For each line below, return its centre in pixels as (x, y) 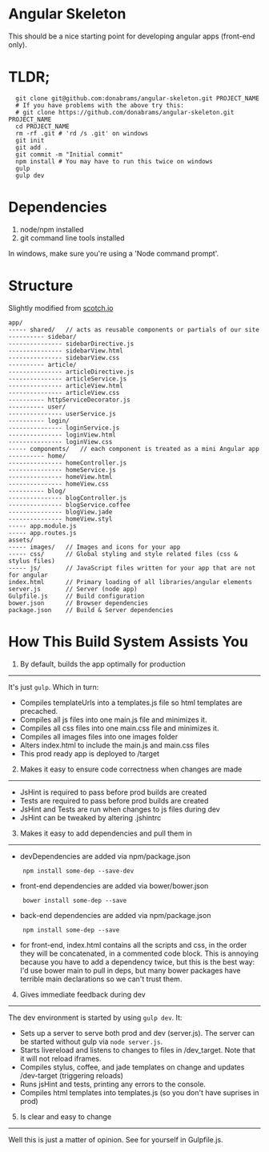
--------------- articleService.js (68, 379)
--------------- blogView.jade (60, 512)
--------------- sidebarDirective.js (71, 344)
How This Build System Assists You (128, 641)
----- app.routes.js (43, 533)
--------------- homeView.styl (60, 519)
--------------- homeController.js (68, 463)
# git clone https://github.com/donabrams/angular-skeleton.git (125, 112)
